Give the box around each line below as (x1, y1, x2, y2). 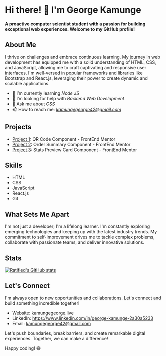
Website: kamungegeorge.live (12, 310, 74, 316)
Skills (5, 161, 22, 169)
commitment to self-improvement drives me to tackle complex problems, (5, 234, 155, 240)
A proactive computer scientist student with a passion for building (5, 21, 146, 27)
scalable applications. (5, 80, 50, 86)
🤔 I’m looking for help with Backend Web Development (12, 95, 125, 101)
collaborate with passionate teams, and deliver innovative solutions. (5, 239, 145, 245)
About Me (5, 41, 36, 49)
